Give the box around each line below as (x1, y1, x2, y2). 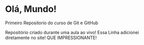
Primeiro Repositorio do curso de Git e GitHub (5, 20, 98, 26)
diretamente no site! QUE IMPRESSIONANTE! (5, 35, 97, 41)
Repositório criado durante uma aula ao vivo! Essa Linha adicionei (5, 29, 140, 35)
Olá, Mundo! (5, 3, 57, 15)
